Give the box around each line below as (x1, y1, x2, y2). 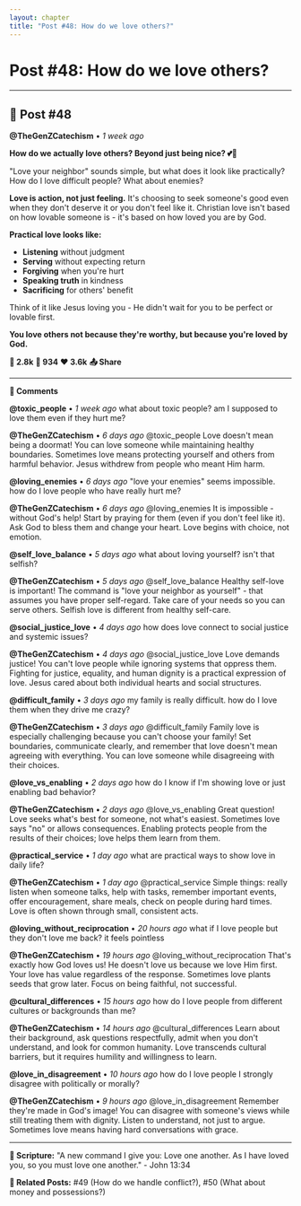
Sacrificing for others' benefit (21, 284, 133, 296)
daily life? (9, 860, 45, 870)
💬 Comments (9, 386, 58, 397)
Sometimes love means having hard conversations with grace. (9, 1124, 239, 1135)
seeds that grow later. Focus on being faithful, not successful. (9, 979, 237, 990)
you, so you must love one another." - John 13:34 (9, 1159, 191, 1171)
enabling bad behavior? (9, 787, 97, 798)
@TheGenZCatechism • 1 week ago (9, 131, 145, 142)
